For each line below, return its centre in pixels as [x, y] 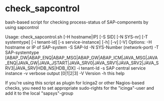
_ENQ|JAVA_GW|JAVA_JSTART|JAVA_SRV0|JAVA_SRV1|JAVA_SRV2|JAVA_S [82, 63]
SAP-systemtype [22, 52]
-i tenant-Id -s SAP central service [111, 68]
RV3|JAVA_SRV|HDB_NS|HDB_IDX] [40, 68]
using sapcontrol [22, 27]
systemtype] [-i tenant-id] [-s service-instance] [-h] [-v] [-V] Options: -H [79, 42]
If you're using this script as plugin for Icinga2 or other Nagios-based [75, 83]
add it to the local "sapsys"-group [39, 93]
